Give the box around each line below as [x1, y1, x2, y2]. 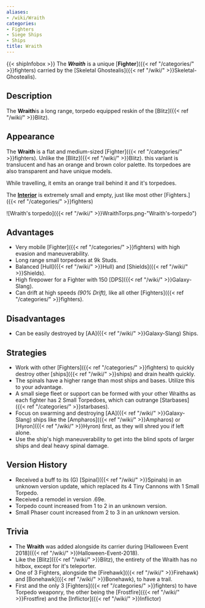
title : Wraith [6, 44, 43, 50]
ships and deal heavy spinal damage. [15, 442, 109, 449]
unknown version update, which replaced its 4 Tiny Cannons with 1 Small [15, 482, 199, 490]
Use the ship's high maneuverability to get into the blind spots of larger [15, 435, 195, 442]
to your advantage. [15, 383, 63, 390]
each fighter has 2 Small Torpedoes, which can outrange [15, 396, 159, 404]
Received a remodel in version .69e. [15, 495, 106, 503]
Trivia [6, 526, 29, 537]
